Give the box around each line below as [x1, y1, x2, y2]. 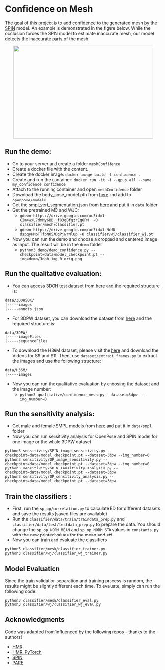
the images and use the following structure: [12, 358, 102, 364]
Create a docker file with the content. [12, 166, 89, 172]
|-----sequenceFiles [5, 338, 48, 343]
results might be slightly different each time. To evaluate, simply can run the [5, 583, 160, 589]
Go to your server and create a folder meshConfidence [12, 160, 120, 167]
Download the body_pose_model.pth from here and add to [12, 191, 131, 197]
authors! [5, 634, 22, 640]
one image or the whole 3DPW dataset [12, 439, 92, 445]
